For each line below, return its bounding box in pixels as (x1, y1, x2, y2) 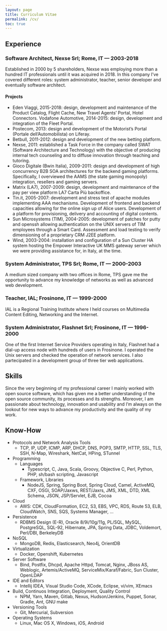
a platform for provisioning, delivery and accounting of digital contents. (12, 211, 159, 217)
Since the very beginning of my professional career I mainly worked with (5, 385, 154, 391)
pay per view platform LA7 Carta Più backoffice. (12, 189, 111, 195)
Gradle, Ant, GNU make (19, 599, 68, 605)
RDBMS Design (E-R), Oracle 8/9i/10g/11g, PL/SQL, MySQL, (19, 519, 142, 525)
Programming (12, 455, 41, 461)
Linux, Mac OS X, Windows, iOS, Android (19, 620, 104, 626)
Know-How (5, 426, 41, 435)
